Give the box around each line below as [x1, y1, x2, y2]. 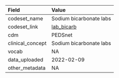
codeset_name [8, 15, 43, 22]
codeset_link [8, 23, 38, 30]
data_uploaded [8, 56, 44, 63]
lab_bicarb [51, 23, 77, 30]
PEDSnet [51, 31, 73, 38]
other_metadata [8, 64, 46, 71]
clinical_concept [8, 40, 47, 47]
